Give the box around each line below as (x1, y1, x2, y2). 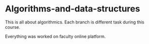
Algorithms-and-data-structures (5, 3, 140, 14)
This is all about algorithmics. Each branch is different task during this (5, 19, 145, 25)
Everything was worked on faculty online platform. (5, 33, 106, 39)
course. (5, 24, 20, 30)
